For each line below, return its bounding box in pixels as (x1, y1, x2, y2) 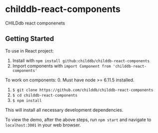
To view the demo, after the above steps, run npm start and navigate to (5, 116, 152, 122)
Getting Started (5, 34, 54, 43)
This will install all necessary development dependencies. (5, 106, 124, 113)
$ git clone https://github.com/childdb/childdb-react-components (12, 87, 154, 92)
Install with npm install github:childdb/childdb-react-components (12, 57, 150, 63)
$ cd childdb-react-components (12, 92, 78, 98)
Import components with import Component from (12, 62, 111, 68)
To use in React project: (5, 47, 54, 53)
